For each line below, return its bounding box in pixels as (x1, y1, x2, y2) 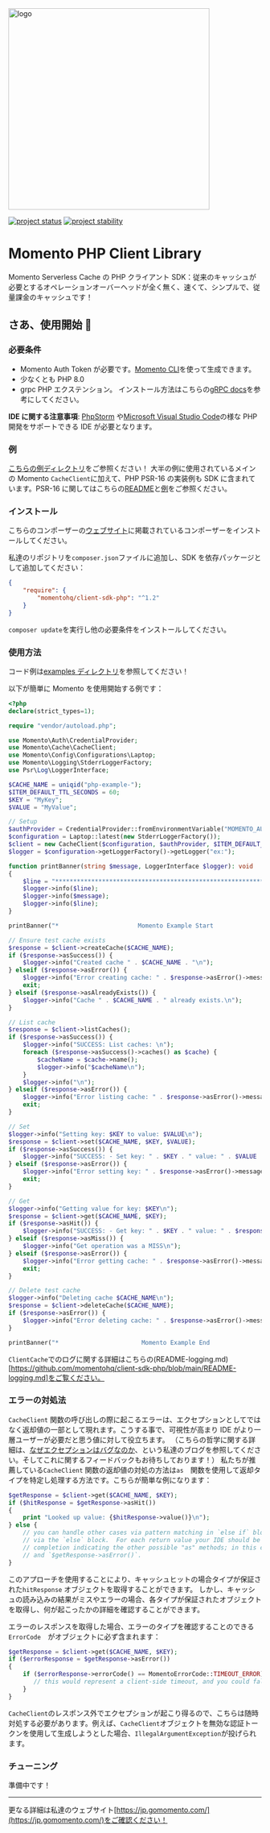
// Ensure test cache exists (8, 936, 106, 944)
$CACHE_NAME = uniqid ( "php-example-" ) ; (8, 781, 142, 789)
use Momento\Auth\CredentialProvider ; (8, 736, 138, 744)
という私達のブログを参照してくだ (141, 1445, 255, 1454)
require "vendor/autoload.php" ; (8, 721, 117, 730)
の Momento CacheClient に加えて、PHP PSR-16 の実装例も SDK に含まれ (8, 473, 249, 483)
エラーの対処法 (8, 1395, 67, 1406)
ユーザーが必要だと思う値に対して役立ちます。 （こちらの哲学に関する (14, 1434, 249, 1445)
